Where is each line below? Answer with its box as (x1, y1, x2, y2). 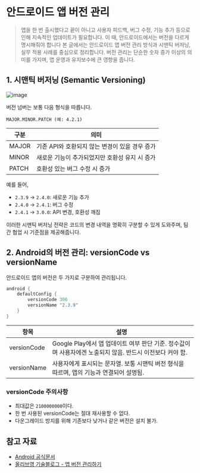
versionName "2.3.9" (27, 302, 79, 308)
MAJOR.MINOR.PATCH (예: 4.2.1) (6, 117, 83, 123)
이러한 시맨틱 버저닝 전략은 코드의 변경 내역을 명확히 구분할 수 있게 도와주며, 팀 (6, 221, 189, 228)
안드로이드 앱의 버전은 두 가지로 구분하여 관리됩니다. (6, 274, 127, 281)
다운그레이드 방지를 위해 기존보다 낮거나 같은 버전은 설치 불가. (14, 417, 158, 424)
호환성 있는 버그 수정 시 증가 (36, 164, 111, 173)
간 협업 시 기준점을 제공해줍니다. (6, 228, 82, 236)
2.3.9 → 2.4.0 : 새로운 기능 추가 (14, 193, 89, 201)
